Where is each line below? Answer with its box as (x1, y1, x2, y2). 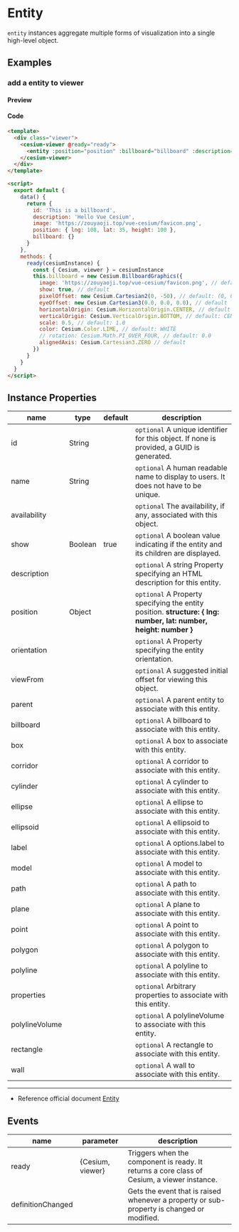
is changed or (159, 1204, 205, 1214)
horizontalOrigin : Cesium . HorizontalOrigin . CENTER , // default (38, 306, 231, 313)
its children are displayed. (134, 548, 221, 558)
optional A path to (134, 879, 197, 889)
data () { (20, 193, 46, 201)
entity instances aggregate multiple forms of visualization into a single (7, 28, 216, 37)
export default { (14, 187, 65, 194)
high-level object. (7, 36, 59, 44)
